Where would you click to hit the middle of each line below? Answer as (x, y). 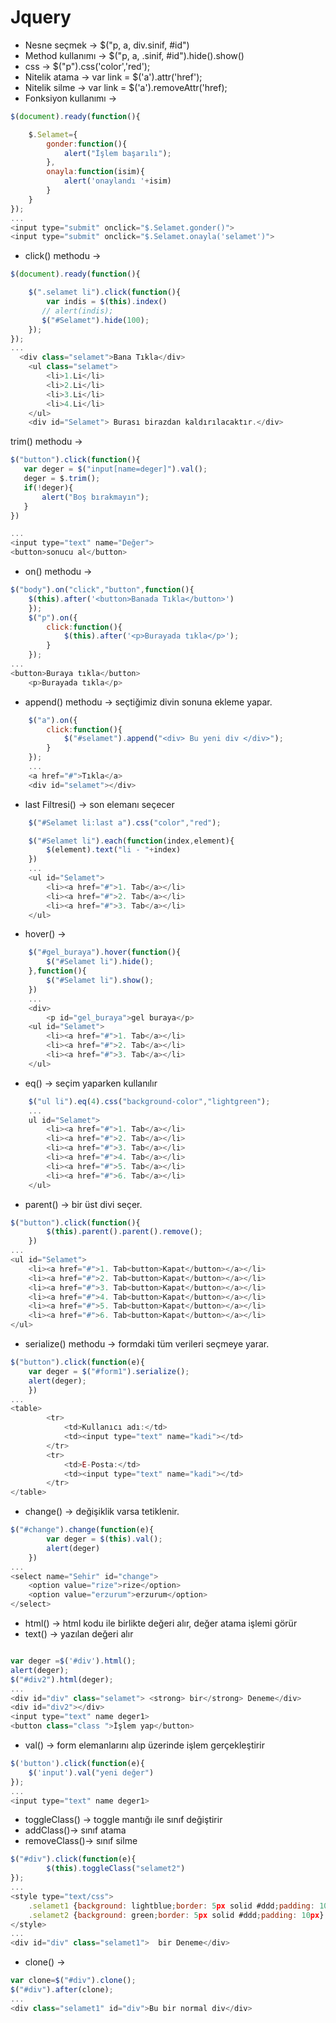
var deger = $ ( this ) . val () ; (104, 1539)
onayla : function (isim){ (95, 172)
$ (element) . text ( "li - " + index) (114, 850)
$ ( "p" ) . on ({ (53, 617)
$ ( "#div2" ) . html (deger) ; (62, 1679)
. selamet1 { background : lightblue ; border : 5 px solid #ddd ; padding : (171, 1906)
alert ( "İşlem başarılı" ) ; (117, 153)
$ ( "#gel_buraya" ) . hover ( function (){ (105, 952)
